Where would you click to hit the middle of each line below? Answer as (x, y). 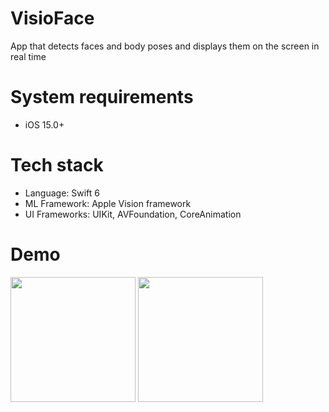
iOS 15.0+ (44, 124)
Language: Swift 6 (62, 193)
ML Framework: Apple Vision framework (108, 203)
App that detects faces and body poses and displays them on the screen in (165, 46)
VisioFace (52, 18)
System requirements (102, 97)
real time (28, 56)
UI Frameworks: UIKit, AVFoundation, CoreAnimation (133, 214)
